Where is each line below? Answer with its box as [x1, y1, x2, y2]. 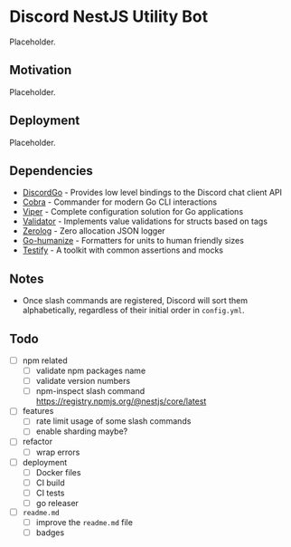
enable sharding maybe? [35, 426, 128, 437]
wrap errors [35, 446, 80, 457]
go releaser [35, 497, 80, 508]
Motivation [9, 62, 72, 78]
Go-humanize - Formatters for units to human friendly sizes [22, 235, 244, 246]
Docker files [35, 466, 81, 477]
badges [35, 527, 65, 538]
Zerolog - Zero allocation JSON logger [22, 226, 165, 236]
